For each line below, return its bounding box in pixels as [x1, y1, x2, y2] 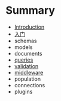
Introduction [14, 23, 45, 30]
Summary [5, 4, 55, 17]
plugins [14, 88, 33, 95]
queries [14, 56, 33, 63]
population [14, 75, 41, 82]
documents [14, 50, 42, 57]
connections [14, 81, 45, 88]
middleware [14, 69, 44, 76]
